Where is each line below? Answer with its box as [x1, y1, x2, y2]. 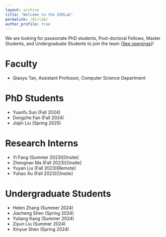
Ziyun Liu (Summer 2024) [12, 221, 66, 227]
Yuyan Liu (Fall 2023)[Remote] [12, 165, 76, 171]
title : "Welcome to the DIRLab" [5, 12, 73, 17]
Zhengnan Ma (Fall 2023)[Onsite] [12, 160, 82, 166]
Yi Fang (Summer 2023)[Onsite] [12, 154, 79, 160]
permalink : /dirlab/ [5, 17, 49, 22]
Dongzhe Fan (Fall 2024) [12, 114, 64, 121]
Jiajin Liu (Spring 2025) [12, 120, 61, 126]
